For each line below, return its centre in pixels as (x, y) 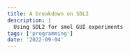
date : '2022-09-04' (36, 40)
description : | (29, 20)
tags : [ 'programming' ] (40, 33)
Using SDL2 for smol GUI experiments (68, 27)
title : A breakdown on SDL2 (48, 14)
